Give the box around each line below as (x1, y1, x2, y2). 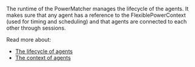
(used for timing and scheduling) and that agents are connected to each (6, 18, 187, 25)
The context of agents (15, 54, 71, 61)
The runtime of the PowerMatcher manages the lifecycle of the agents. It (6, 5, 189, 12)
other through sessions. (6, 24, 66, 31)
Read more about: (6, 36, 51, 43)
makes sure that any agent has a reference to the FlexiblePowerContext (6, 11, 186, 19)
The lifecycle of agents (15, 48, 73, 55)
